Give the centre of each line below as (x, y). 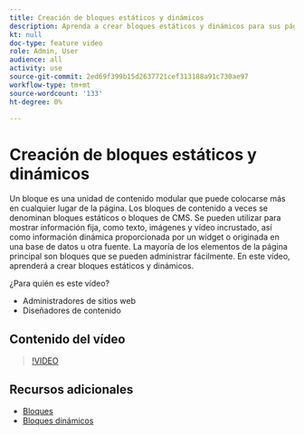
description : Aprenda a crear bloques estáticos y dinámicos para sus (145, 26)
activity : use (36, 69)
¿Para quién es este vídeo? (60, 284)
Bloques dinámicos (58, 421)
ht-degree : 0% (36, 102)
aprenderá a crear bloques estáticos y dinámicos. (102, 266)
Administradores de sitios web (79, 301)
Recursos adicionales (71, 389)
